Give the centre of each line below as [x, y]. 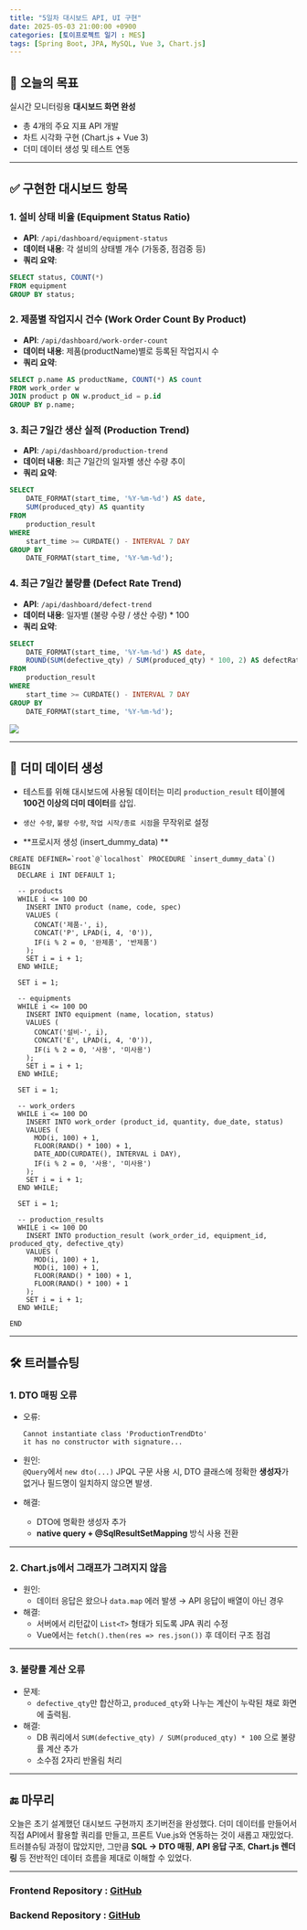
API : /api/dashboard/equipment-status [95, 238]
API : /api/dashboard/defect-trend [87, 603]
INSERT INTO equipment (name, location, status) [120, 1015]
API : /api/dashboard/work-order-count [95, 340]
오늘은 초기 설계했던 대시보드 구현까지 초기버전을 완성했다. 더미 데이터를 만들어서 [153, 1824]
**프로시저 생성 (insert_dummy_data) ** [95, 842]
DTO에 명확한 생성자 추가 [81, 1522]
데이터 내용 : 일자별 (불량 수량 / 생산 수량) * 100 [106, 614]
